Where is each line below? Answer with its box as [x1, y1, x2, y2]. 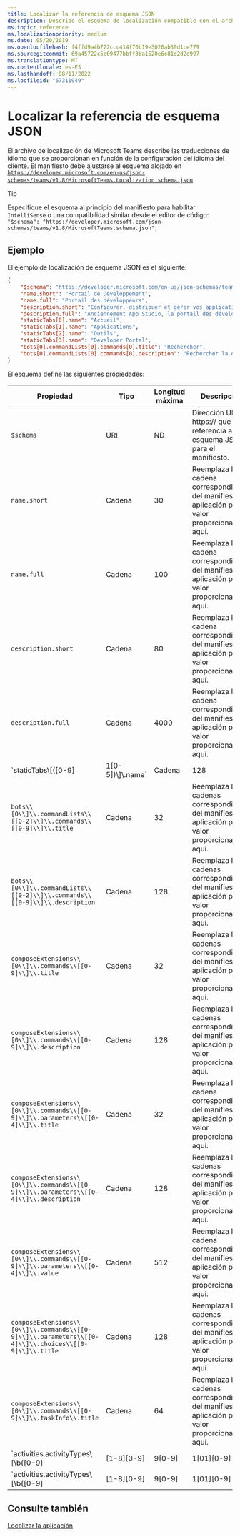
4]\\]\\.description [11, 1195, 81, 1203]
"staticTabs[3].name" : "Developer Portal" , [20, 337, 152, 344]
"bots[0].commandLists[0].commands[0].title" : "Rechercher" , [20, 343, 206, 350]
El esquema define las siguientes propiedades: [7, 370, 145, 378]
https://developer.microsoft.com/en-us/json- [7, 169, 145, 177]
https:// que [191, 416, 231, 426]
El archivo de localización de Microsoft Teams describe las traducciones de [7, 147, 230, 155]
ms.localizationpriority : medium [7, 30, 107, 38]
